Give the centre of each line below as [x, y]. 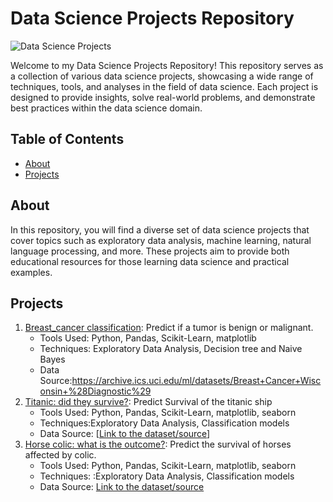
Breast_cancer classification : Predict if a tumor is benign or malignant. [169, 328]
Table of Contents [67, 139]
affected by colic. [60, 455]
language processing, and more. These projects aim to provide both [150, 251]
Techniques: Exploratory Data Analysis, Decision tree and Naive [171, 349]
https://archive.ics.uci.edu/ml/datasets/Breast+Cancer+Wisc [196, 381]
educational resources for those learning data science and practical [150, 261]
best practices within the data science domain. [106, 108]
